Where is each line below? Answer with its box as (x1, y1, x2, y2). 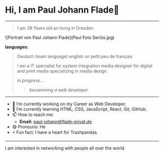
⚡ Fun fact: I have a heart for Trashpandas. (12, 129, 99, 135)
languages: (5, 44, 29, 50)
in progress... (17, 78, 44, 83)
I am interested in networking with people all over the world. (5, 145, 126, 151)
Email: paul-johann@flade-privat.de (19, 118, 92, 124)
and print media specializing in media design (17, 68, 107, 74)
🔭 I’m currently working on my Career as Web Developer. (12, 101, 127, 107)
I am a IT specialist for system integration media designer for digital (17, 63, 153, 69)
